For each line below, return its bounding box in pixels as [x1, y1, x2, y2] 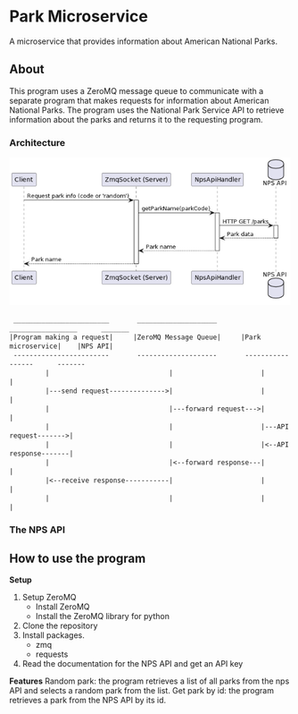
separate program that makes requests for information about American [9, 95, 269, 106]
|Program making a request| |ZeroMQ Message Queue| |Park [9, 333, 261, 342]
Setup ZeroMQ [21, 592, 78, 603]
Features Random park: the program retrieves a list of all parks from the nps [9, 676, 290, 686]
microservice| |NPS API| [9, 342, 114, 351]
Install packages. [21, 630, 85, 641]
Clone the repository [21, 620, 98, 632]
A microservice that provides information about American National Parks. [9, 36, 278, 47]
